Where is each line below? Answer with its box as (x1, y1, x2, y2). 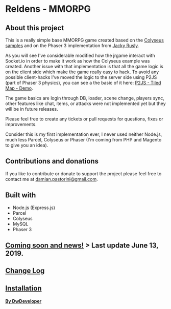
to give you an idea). (5, 142, 48, 148)
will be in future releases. (5, 106, 59, 112)
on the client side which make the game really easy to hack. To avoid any (5, 69, 159, 75)
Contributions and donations (5, 157, 99, 166)
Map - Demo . (5, 85, 33, 91)
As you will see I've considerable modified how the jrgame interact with (5, 52, 155, 58)
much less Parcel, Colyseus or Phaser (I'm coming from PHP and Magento (5, 137, 162, 142)
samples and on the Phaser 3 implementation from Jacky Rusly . (5, 43, 139, 49)
